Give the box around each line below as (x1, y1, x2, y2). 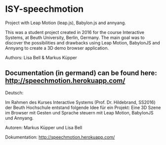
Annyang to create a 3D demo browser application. (5, 45, 109, 51)
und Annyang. (5, 115, 34, 121)
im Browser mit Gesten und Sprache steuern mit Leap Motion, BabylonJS (5, 109, 154, 115)
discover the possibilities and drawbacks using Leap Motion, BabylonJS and (5, 39, 161, 45)
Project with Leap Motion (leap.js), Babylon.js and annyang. (5, 20, 126, 26)
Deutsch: (5, 90, 24, 96)
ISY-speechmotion (5, 3, 84, 15)
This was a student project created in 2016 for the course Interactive (5, 29, 145, 35)
